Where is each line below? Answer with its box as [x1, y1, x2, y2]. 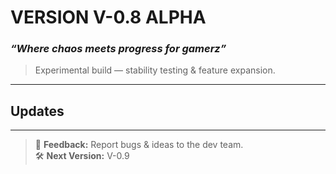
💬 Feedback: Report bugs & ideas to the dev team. [34, 139, 244, 151]
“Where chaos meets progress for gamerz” [10, 42, 227, 56]
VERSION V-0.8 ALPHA [10, 6, 207, 29]
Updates [10, 102, 65, 120]
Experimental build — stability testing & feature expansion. [34, 64, 276, 76]
